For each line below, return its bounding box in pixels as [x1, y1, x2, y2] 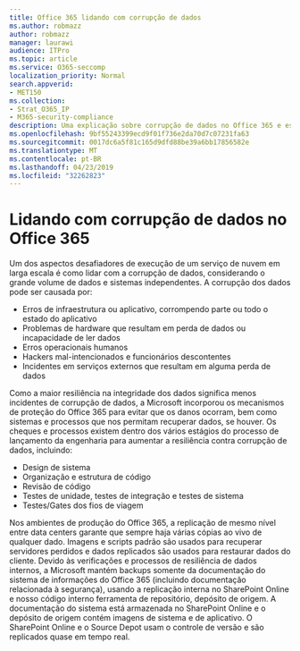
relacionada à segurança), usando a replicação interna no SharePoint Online [9, 584, 290, 595]
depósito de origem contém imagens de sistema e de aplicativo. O [9, 613, 253, 623]
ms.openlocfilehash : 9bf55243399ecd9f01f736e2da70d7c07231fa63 [9, 130, 250, 139]
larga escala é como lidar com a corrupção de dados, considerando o [9, 267, 265, 278]
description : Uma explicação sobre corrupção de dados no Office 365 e [9, 122, 281, 131]
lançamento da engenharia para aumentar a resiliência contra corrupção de [9, 435, 287, 446]
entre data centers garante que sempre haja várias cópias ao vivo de [9, 527, 262, 537]
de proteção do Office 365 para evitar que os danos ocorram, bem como [9, 407, 278, 418]
